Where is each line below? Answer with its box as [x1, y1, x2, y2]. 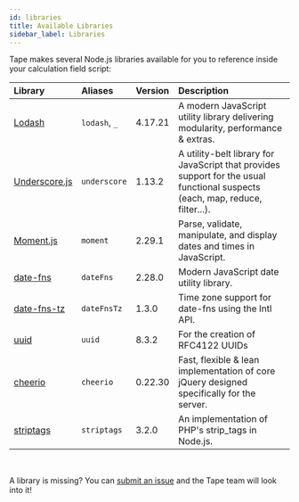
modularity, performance [177, 122, 283, 135]
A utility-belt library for [177, 148, 275, 160]
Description [177, 85, 230, 97]
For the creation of [177, 328, 256, 341]
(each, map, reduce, [177, 193, 263, 205]
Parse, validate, [177, 218, 243, 230]
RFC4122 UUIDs [177, 340, 249, 352]
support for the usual [177, 170, 266, 183]
